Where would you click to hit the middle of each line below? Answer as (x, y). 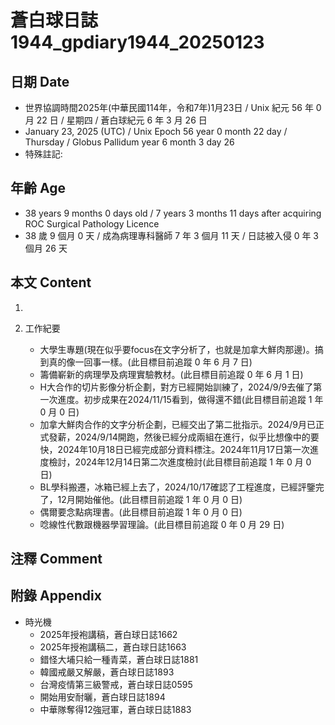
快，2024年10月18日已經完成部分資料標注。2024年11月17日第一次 (174, 449)
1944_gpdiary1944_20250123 (137, 42)
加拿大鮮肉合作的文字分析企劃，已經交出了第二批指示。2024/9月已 (178, 424)
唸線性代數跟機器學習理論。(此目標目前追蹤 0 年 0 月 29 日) (162, 524)
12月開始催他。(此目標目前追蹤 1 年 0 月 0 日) (150, 499)
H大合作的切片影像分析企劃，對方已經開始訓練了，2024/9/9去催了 (176, 387)
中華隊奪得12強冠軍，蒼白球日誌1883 (115, 709)
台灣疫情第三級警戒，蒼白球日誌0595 (116, 684)
